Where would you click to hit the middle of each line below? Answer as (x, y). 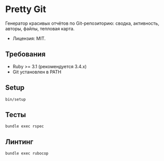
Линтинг (19, 142)
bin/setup (16, 99)
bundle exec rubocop (27, 153)
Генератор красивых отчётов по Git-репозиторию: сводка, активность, (82, 23)
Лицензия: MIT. (29, 38)
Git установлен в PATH (37, 72)
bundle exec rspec (25, 126)
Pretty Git (26, 9)
